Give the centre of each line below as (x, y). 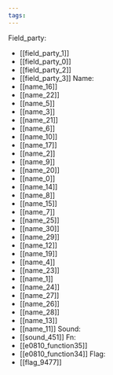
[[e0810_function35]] (53, 345)
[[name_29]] (40, 237)
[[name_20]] (40, 170)
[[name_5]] (37, 103)
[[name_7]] (37, 211)
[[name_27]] (39, 295)
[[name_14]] (38, 186)
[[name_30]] (40, 228)
